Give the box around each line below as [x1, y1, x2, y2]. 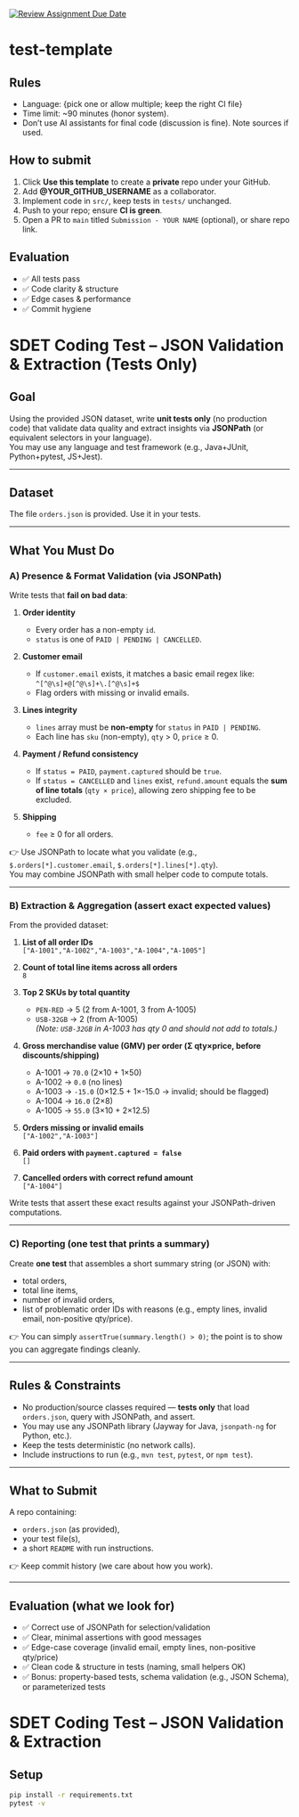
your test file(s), [21, 1534, 81, 1544]
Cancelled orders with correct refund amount [21, 1173, 194, 1183]
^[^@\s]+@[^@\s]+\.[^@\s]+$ [35, 680, 140, 689]
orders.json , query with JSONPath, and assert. [21, 1411, 196, 1421]
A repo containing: [9, 1507, 77, 1518]
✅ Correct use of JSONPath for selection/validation [21, 1622, 211, 1633]
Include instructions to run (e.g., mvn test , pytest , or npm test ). [21, 1449, 254, 1460]
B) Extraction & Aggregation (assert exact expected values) [9, 900, 271, 913]
